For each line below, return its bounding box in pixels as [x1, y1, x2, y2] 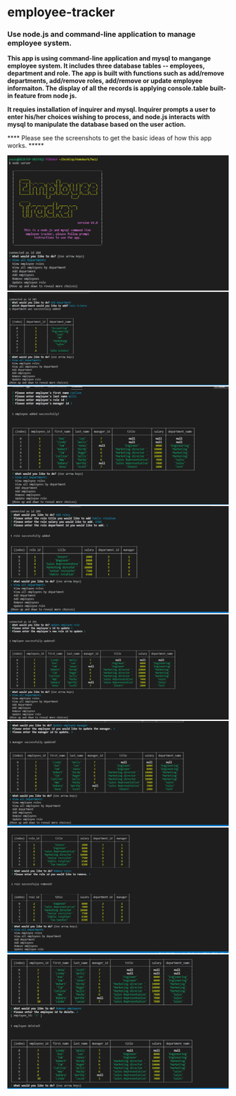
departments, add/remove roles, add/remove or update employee [7, 77, 203, 85]
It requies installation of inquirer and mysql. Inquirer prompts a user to [7, 105, 216, 113]
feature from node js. [13, 92, 77, 100]
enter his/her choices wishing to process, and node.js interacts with [7, 113, 211, 121]
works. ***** [7, 142, 44, 150]
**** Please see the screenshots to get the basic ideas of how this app [7, 134, 212, 142]
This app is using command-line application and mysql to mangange [7, 54, 211, 63]
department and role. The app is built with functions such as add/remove [7, 69, 225, 78]
